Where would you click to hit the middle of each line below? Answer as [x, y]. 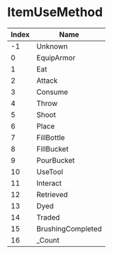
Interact [49, 183]
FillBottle [51, 138]
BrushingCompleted [69, 229]
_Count [48, 240]
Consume [52, 92]
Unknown [52, 46]
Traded [48, 217]
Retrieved [52, 194]
